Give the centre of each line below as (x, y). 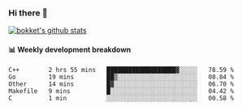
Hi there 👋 (28, 13)
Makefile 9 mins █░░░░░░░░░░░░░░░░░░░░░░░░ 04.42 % (121, 91)
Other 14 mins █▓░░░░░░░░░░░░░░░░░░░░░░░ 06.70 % (121, 84)
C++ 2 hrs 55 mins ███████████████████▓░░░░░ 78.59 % (121, 70)
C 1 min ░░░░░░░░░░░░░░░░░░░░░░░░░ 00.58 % (121, 98)
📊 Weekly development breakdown (70, 49)
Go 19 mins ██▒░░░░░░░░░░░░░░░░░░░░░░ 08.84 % (121, 77)
